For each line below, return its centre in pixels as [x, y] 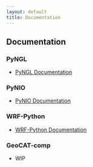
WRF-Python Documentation [51, 130]
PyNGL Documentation [43, 72]
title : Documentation [34, 17]
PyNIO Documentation [43, 101]
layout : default [27, 12]
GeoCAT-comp [29, 145]
